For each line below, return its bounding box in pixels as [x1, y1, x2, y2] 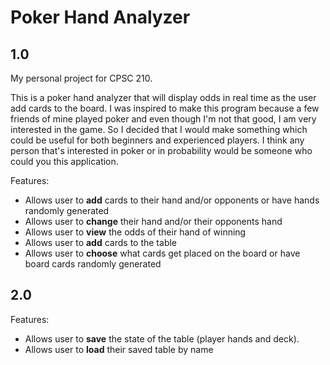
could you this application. [10, 156, 119, 167]
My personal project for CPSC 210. [10, 72, 153, 84]
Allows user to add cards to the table [24, 237, 178, 248]
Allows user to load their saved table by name [24, 343, 214, 355]
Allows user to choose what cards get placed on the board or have [24, 247, 301, 259]
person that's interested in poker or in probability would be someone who [10, 145, 313, 156]
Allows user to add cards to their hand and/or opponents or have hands [24, 194, 320, 206]
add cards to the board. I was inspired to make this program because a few [10, 102, 320, 114]
